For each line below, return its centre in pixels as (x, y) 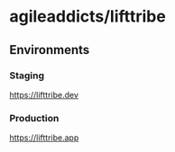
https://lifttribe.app (44, 138)
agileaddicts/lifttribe (88, 17)
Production (34, 118)
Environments (50, 50)
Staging (27, 76)
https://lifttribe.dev (44, 94)
